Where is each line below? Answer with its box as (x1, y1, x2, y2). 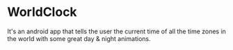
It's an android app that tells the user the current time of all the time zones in (7, 27, 226, 35)
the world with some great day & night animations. (7, 34, 151, 42)
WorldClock (7, 4, 78, 20)
